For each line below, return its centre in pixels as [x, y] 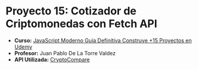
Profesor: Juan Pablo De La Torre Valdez [65, 53]
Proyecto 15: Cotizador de [71, 11]
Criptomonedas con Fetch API [82, 24]
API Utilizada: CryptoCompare [52, 59]
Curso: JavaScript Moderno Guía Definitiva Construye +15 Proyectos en [103, 40]
